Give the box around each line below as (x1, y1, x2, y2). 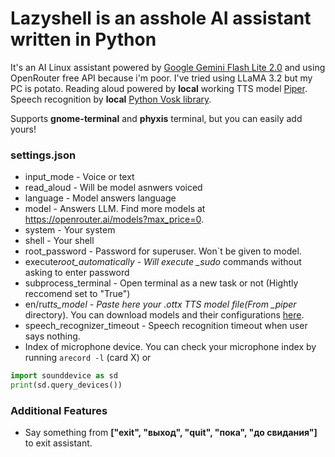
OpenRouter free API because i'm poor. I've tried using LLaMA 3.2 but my (10, 72, 313, 84)
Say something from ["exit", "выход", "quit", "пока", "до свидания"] (24, 427, 318, 439)
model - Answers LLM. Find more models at (24, 203, 206, 215)
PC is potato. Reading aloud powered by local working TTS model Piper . (10, 82, 308, 94)
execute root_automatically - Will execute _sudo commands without (24, 256, 302, 268)
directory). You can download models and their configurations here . (24, 309, 305, 321)
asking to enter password (24, 267, 130, 279)
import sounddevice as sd (10, 371, 118, 381)
